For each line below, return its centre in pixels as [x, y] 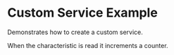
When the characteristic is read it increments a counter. [88, 45]
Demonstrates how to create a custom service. [75, 32]
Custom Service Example [83, 13]
